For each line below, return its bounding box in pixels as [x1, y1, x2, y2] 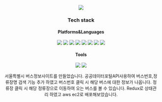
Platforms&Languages [57, 29, 105, 35]
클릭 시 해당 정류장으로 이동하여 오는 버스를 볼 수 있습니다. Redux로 [14, 85, 144, 91]
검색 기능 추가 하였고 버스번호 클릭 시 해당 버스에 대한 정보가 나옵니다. [18, 79, 152, 85]
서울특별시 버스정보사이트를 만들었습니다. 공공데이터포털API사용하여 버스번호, [4, 73, 154, 79]
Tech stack [67, 17, 95, 24]
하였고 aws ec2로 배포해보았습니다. [49, 92, 118, 98]
